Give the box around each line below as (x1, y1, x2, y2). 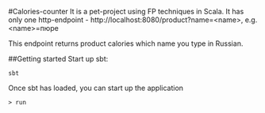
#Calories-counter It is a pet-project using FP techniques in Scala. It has (8, 7, 244, 16)
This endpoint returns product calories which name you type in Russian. (8, 39, 244, 48)
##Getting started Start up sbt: (8, 55, 109, 63)
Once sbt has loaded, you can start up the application (8, 83, 184, 92)
